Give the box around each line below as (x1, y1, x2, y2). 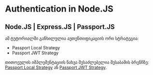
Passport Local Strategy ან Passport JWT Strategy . (5, 64, 107, 70)
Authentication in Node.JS (5, 3, 113, 15)
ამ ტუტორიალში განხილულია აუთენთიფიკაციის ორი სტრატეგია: (5, 35, 139, 41)
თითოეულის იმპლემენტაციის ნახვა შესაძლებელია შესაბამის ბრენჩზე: (5, 60, 149, 65)
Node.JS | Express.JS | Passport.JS (5, 23, 115, 31)
